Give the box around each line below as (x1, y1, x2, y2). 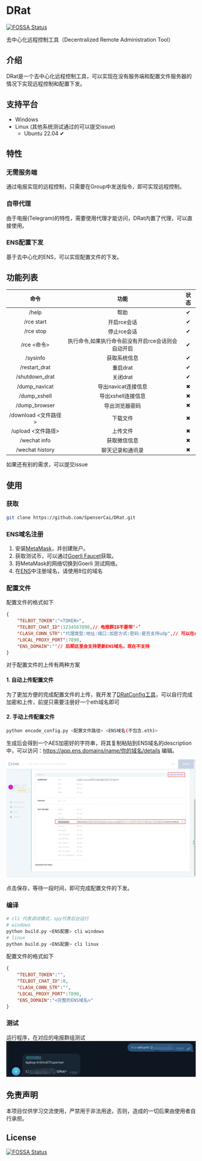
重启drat (112, 364, 133, 371)
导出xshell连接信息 (99, 392, 146, 399)
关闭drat (112, 373, 133, 380)
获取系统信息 (106, 354, 139, 361)
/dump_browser (16, 402, 55, 409)
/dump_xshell (19, 392, 52, 399)
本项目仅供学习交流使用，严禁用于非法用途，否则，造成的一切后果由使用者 (6, 1107, 191, 1115)
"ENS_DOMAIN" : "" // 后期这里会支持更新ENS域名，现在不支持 (17, 643, 150, 649)
